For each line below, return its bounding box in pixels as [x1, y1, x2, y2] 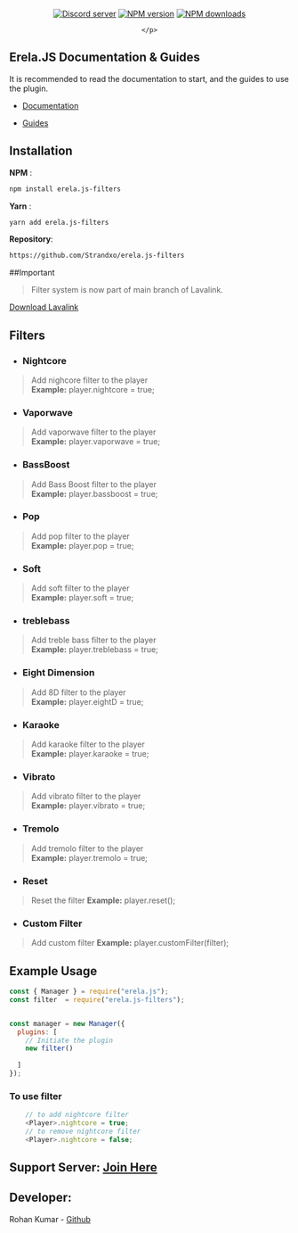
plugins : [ [17, 1027, 58, 1037]
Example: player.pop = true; [30, 540, 134, 550]
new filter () [25, 1044, 74, 1053]
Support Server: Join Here [9, 1160, 157, 1175]
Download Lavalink [9, 302, 79, 312]
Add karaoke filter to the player [30, 739, 145, 749]
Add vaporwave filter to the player [30, 426, 157, 437]
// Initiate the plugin [25, 1036, 114, 1045]
